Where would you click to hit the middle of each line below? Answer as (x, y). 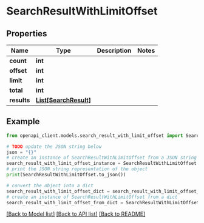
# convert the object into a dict (50, 185)
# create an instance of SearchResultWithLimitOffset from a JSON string (102, 158)
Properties (27, 34)
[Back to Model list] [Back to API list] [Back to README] (76, 214)
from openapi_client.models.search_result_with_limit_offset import (95, 135)
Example (23, 121)
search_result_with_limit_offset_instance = (63, 164)
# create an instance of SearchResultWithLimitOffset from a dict (92, 197)
